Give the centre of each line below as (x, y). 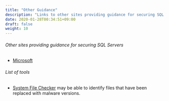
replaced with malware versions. (47, 93)
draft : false (19, 24)
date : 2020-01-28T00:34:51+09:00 (40, 19)
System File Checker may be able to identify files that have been (80, 88)
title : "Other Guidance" (31, 10)
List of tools (17, 72)
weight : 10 (17, 29)
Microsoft (23, 61)
